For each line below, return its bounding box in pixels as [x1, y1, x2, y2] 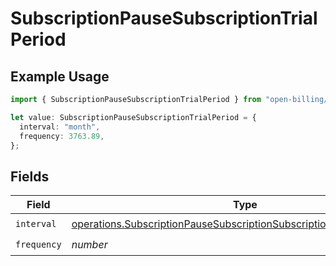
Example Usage [10, 68, 110, 85]
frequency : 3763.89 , [19, 131, 105, 141]
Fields [10, 168, 50, 185]
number [71, 237, 108, 251]
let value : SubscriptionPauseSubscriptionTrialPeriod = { [10, 112, 257, 122]
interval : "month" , [19, 122, 101, 132]
